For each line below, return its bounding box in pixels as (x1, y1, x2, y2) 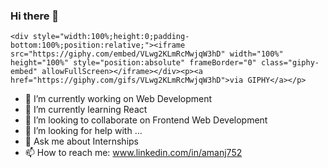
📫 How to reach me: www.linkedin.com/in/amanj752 (24, 147, 243, 159)
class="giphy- (260, 58, 320, 68)
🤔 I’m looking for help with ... (24, 125, 143, 137)
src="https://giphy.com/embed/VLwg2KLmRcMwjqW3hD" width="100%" (10, 49, 284, 59)
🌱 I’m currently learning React (24, 104, 148, 116)
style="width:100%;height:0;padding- (32, 32, 190, 42)
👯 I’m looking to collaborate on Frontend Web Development (24, 114, 268, 126)
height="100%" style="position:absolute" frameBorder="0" (10, 58, 257, 68)
